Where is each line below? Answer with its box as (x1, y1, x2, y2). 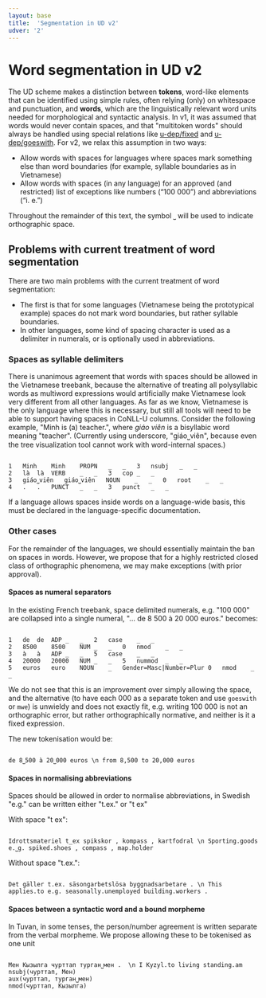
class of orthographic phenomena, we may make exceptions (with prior (8, 561, 242, 570)
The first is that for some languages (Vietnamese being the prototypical (19, 300, 255, 310)
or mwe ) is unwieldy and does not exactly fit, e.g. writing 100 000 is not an (8, 702, 248, 711)
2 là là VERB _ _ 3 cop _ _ (8, 469, 155, 478)
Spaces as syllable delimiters (8, 354, 124, 365)
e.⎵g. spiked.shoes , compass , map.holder (8, 844, 154, 852)
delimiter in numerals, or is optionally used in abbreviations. (19, 334, 215, 343)
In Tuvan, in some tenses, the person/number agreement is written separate (8, 922, 257, 932)
